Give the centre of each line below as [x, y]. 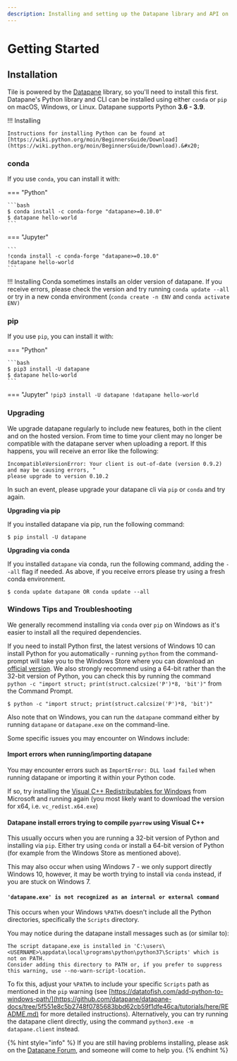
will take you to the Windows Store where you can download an [122, 661]
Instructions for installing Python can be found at [86, 133]
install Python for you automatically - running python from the [96, 653]
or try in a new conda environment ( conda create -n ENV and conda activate [119, 296]
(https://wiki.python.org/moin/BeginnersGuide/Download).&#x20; [104, 145]
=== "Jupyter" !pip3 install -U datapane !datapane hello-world [103, 395]
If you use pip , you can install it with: [61, 337]
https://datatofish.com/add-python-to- [167, 992]
